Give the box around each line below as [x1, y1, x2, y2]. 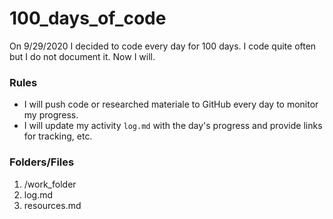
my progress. [23, 109, 79, 121]
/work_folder [23, 178, 77, 190]
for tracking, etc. [23, 130, 93, 142]
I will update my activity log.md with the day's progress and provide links [23, 120, 323, 132]
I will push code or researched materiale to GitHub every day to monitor [23, 98, 319, 111]
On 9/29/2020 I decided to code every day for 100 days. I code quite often [9, 40, 317, 52]
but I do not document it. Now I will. [9, 50, 156, 62]
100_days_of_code [9, 7, 167, 30]
